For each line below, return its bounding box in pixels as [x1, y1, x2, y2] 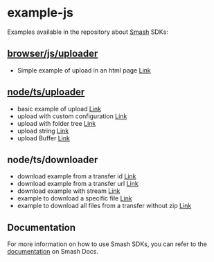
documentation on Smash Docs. [7, 247, 99, 256]
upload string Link [17, 127, 69, 135]
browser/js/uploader [7, 48, 98, 59]
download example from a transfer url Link [17, 180, 139, 188]
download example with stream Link [17, 187, 121, 195]
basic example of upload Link [17, 104, 102, 113]
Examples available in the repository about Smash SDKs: [7, 28, 168, 36]
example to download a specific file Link [17, 194, 133, 203]
